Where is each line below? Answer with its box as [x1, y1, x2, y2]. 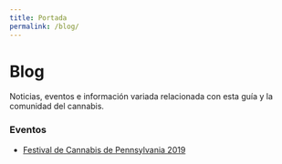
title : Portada [9, 13, 68, 23]
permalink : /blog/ [9, 22, 79, 31]
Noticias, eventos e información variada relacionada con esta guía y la [9, 91, 274, 102]
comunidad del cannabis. [9, 101, 105, 112]
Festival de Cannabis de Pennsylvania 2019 [22, 144, 186, 155]
